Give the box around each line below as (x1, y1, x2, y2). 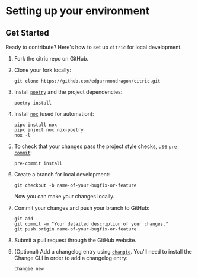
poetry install (14, 100, 52, 106)
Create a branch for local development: (14, 171, 110, 178)
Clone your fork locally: (14, 67, 72, 74)
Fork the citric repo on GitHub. (14, 55, 89, 62)
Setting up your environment (5, 4, 150, 18)
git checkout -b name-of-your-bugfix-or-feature (14, 182, 137, 188)
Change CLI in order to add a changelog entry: (14, 254, 128, 261)
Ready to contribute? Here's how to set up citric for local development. (5, 43, 182, 50)
